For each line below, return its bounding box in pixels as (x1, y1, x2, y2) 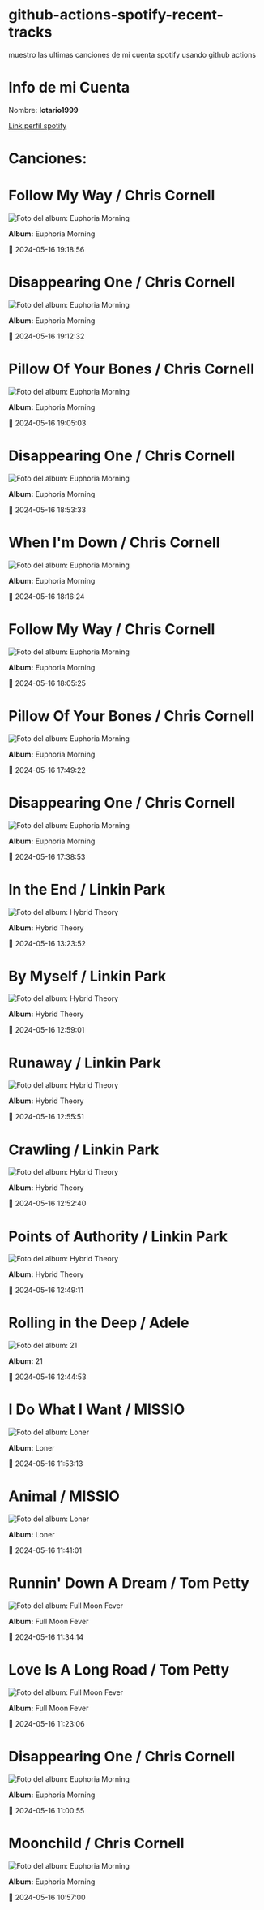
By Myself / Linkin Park (8, 967, 167, 985)
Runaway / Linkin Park (8, 1054, 161, 1072)
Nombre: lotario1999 (8, 105, 79, 114)
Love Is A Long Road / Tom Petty (8, 1661, 230, 1679)
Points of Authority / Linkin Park (8, 1227, 228, 1245)
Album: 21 (8, 1356, 43, 1366)
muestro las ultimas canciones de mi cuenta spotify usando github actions (8, 50, 257, 59)
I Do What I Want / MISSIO (8, 1400, 185, 1419)
